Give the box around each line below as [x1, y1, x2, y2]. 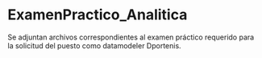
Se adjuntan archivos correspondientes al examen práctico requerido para [7, 32, 255, 42]
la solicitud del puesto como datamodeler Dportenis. [7, 40, 182, 50]
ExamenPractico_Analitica [7, 6, 188, 24]
